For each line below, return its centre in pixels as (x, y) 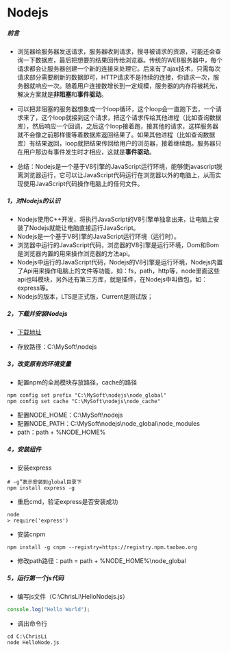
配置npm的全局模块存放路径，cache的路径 (77, 382)
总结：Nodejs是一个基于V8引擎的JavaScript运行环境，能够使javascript (117, 167)
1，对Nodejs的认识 (34, 201)
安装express (34, 468)
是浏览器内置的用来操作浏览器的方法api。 (75, 254)
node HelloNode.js (33, 642)
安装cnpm (31, 534)
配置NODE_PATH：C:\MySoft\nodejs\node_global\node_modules (108, 424)
